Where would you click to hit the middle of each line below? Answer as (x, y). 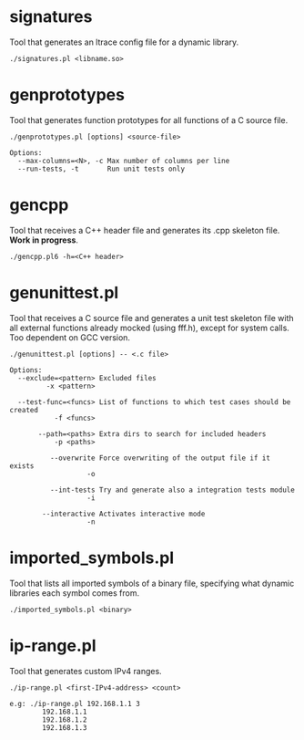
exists (22, 466)
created (24, 410)
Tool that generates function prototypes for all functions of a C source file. (149, 120)
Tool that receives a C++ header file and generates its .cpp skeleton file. (145, 230)
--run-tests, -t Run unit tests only (101, 169)
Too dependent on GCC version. (70, 337)
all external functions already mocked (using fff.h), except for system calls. (149, 328)
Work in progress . (44, 240)
